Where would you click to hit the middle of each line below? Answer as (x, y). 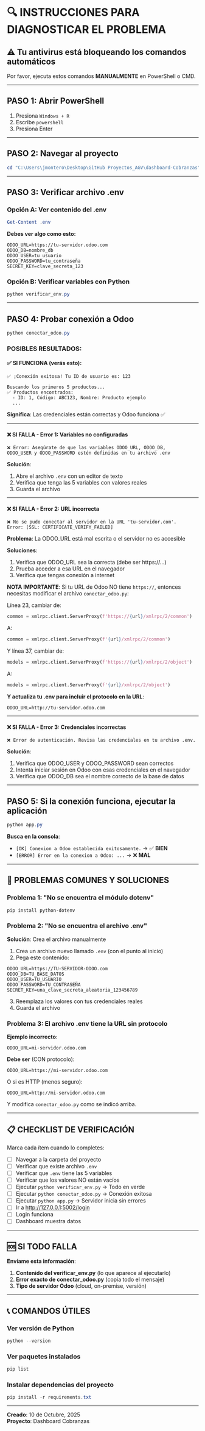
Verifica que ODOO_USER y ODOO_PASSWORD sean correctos (95, 764)
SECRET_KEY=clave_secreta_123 (45, 266)
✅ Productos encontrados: (40, 392)
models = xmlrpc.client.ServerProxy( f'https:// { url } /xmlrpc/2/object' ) (99, 662)
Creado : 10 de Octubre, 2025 (44, 1415)
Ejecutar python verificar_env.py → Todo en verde (80, 1187)
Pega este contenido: (42, 957)
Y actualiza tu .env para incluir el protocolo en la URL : (76, 697)
